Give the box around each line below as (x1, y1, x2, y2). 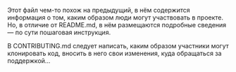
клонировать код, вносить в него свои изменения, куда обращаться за (7, 49, 222, 57)
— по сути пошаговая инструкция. (7, 28, 111, 36)
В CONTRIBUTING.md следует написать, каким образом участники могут (7, 42, 229, 50)
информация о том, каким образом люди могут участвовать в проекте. (7, 13, 224, 22)
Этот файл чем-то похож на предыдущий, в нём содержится (7, 6, 190, 14)
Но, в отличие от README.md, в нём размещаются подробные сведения (7, 21, 227, 29)
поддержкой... (7, 57, 51, 65)
